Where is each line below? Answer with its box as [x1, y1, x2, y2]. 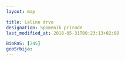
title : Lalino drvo [6, 19, 54, 25]
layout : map [6, 8, 35, 15]
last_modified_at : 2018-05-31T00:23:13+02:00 [6, 30, 119, 36]
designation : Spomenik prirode [6, 25, 83, 30]
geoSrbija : [6, 46, 33, 52]
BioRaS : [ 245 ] [6, 40, 41, 47]
